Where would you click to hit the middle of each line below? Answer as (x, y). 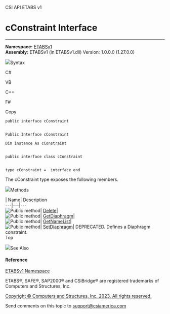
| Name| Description (26, 200)
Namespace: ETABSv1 (29, 46)
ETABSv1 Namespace (28, 271)
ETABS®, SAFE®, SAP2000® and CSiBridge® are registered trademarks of (82, 281)
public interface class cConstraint (44, 156)
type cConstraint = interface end (43, 170)
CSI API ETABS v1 (24, 7)
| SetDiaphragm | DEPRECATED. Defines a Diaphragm (95, 227)
